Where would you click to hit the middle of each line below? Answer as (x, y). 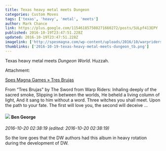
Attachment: (18, 70)
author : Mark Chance (26, 24)
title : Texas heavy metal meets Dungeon (47, 10)
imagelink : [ (19, 42)
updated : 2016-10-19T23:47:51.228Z (42, 38)
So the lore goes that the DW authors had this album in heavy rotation (76, 138)
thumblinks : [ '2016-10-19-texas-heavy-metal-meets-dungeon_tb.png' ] (77, 47)
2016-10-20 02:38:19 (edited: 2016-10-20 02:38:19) (57, 128)
